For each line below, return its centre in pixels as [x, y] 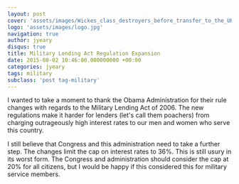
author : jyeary [30, 40]
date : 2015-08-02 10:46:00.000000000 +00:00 [74, 60]
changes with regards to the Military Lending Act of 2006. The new [106, 108]
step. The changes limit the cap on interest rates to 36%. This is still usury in [119, 152]
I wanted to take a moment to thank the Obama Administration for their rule [117, 100]
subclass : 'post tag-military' [54, 80]
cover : [17, 21]
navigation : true [33, 34]
